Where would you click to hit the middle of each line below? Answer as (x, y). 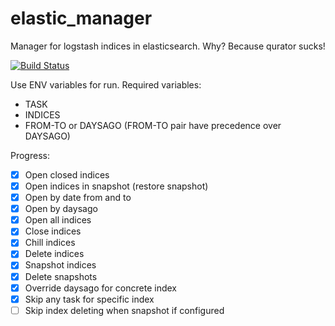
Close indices (53, 231)
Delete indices (54, 254)
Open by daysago (61, 209)
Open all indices (58, 220)
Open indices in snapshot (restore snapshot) (116, 186)
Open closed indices (67, 174)
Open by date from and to (78, 198)
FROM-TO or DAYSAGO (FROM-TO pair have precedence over (153, 125)
